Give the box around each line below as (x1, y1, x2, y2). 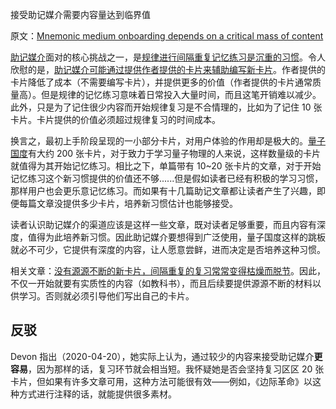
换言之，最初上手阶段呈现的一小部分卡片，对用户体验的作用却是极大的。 (10, 135, 308, 147)
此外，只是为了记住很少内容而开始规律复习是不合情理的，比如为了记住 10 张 (10, 101, 323, 113)
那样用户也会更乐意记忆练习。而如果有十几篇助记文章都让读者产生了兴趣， (10, 185, 317, 197)
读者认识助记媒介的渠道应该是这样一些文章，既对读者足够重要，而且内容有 (10, 219, 317, 230)
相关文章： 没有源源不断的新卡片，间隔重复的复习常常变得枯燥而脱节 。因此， (10, 265, 326, 277)
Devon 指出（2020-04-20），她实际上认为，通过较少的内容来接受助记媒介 (10, 350, 315, 362)
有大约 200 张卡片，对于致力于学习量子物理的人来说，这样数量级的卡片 (28, 148, 322, 159)
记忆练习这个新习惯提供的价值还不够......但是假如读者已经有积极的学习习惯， (10, 173, 324, 184)
